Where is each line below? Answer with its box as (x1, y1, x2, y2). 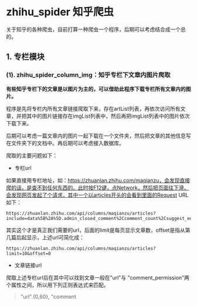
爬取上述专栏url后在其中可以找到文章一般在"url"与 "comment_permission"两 (6, 274, 189, 281)
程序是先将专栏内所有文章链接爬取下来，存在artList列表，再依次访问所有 (6, 105, 181, 112)
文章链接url (14, 262, 42, 269)
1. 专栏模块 (6, 52, 45, 62)
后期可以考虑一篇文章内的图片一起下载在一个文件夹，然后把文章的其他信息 (6, 132, 186, 139)
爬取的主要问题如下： (6, 152, 57, 159)
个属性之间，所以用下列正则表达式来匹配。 (6, 281, 109, 288)
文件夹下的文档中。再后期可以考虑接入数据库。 (11, 139, 124, 146)
